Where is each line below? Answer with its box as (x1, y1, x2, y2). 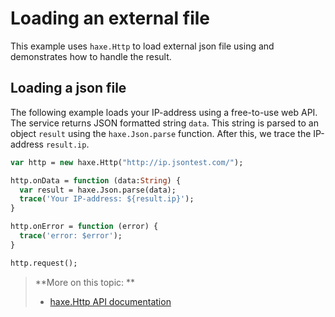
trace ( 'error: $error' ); (19, 231, 123, 241)
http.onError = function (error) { (10, 222, 159, 232)
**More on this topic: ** (34, 276, 136, 288)
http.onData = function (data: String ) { (10, 175, 182, 186)
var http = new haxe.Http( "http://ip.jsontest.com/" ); (10, 157, 244, 167)
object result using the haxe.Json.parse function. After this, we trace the (10, 127, 312, 139)
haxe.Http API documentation (49, 295, 172, 307)
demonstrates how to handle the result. (10, 50, 172, 62)
